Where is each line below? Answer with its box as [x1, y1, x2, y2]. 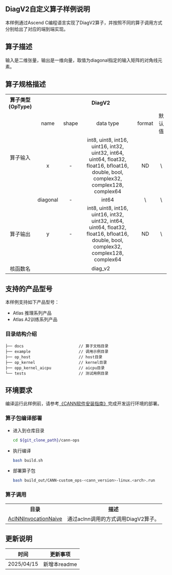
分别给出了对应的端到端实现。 [5, 26, 68, 32]
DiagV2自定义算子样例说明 [5, 5, 91, 14]
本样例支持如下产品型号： [5, 299, 59, 305]
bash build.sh [12, 458, 43, 463]
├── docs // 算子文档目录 [5, 343, 109, 348]
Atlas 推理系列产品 [12, 310, 52, 316]
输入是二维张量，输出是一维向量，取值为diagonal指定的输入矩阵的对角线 [5, 57, 158, 63]
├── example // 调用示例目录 [5, 349, 109, 354]
